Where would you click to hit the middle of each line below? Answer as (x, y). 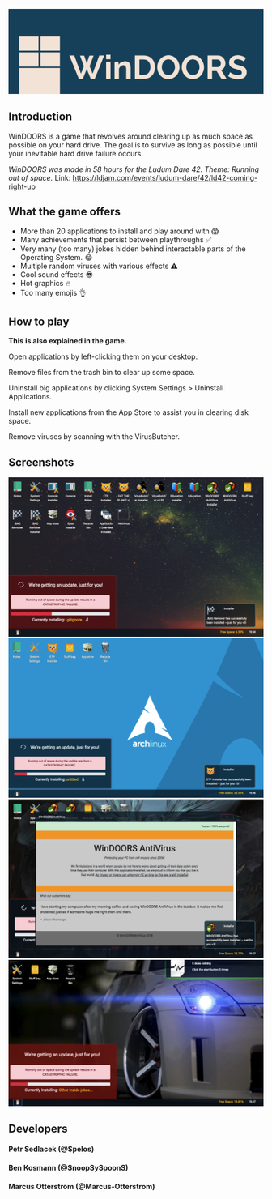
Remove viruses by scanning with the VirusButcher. (94, 437)
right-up (22, 186)
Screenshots (41, 462)
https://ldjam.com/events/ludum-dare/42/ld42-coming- (165, 177)
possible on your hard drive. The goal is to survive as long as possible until (133, 145)
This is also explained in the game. (68, 341)
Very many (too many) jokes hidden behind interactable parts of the (133, 249)
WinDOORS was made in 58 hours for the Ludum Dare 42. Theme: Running (134, 169)
